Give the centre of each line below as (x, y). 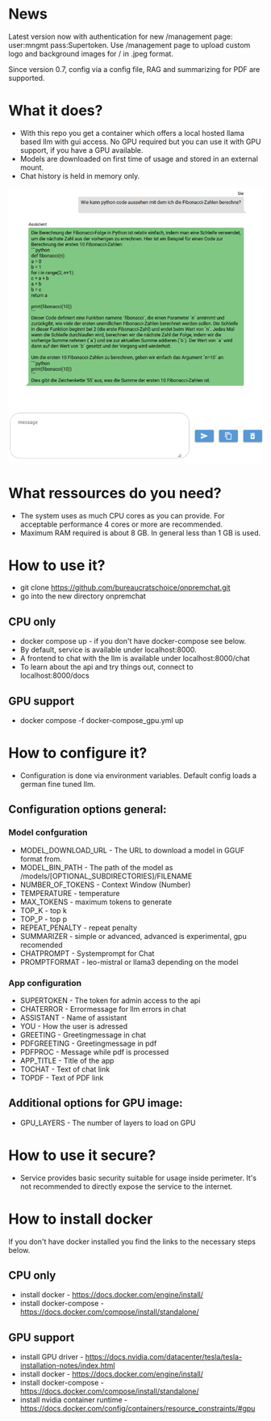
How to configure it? (78, 753)
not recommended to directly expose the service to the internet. (126, 1186)
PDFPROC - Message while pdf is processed (94, 1051)
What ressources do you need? (115, 493)
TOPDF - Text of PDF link (62, 1077)
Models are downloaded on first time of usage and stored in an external (139, 159)
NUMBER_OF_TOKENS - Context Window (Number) (105, 884)
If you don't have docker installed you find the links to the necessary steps (132, 1241)
